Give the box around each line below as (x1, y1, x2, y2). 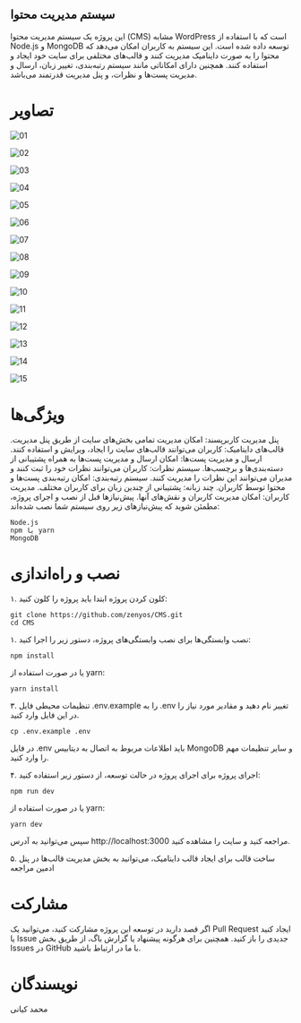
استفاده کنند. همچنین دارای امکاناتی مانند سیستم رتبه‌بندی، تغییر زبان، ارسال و (10, 59, 268, 70)
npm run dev (10, 787, 55, 795)
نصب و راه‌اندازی (10, 563, 120, 583)
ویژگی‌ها (10, 404, 65, 425)
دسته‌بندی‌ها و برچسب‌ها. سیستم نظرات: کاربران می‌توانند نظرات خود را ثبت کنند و (10, 462, 284, 473)
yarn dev (10, 820, 43, 829)
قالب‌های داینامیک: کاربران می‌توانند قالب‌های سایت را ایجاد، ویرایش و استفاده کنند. (10, 443, 285, 454)
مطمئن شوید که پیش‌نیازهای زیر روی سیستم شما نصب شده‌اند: (10, 501, 220, 511)
